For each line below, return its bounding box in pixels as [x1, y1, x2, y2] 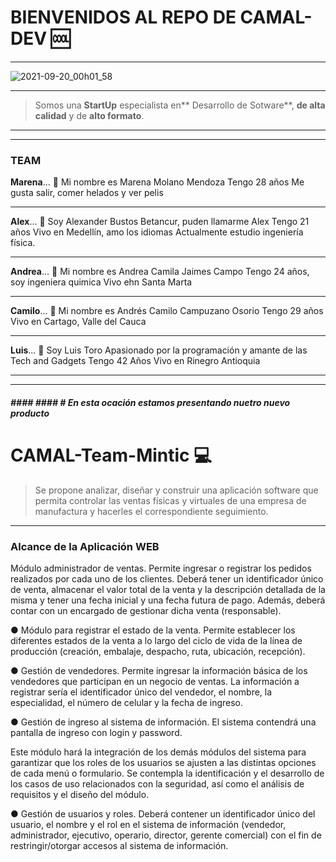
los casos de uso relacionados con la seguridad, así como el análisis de [10, 778, 305, 790]
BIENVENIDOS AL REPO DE [10, 6, 237, 29]
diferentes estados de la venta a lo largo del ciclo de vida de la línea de [10, 635, 303, 647]
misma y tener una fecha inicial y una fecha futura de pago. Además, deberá [10, 594, 326, 606]
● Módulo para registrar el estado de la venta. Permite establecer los [10, 624, 296, 636]
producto [10, 407, 50, 419]
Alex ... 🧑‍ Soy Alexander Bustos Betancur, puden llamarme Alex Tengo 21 [10, 216, 310, 228]
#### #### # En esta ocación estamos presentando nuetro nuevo [10, 396, 291, 408]
